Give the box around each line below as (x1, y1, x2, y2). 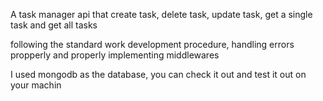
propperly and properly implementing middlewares (10, 49, 220, 61)
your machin (10, 79, 62, 91)
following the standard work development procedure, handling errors (10, 39, 295, 50)
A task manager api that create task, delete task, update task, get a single (10, 9, 313, 20)
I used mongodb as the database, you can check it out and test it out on (10, 69, 307, 80)
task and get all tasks (10, 19, 98, 31)
